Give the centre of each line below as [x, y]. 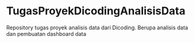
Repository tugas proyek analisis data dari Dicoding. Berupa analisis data [97, 27]
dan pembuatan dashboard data [46, 33]
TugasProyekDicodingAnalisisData [96, 11]
